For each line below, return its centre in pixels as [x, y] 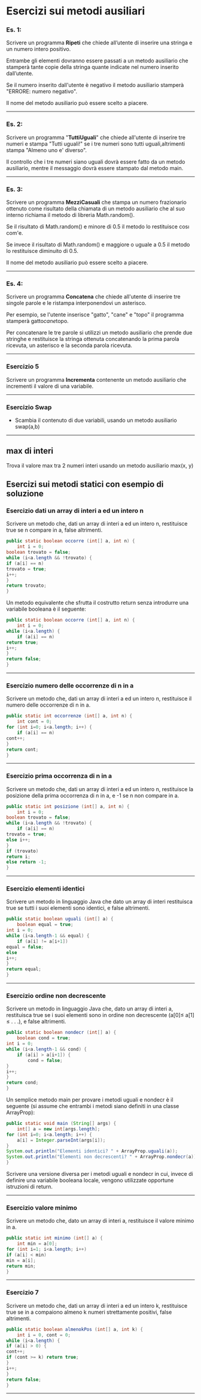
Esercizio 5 [23, 367]
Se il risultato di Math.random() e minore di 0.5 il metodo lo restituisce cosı [98, 227]
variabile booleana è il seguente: [46, 609]
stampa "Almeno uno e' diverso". [47, 150]
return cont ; [22, 749]
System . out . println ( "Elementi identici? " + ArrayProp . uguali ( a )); [92, 1151]
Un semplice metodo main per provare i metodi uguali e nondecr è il [90, 1100]
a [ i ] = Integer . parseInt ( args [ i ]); [61, 1140]
